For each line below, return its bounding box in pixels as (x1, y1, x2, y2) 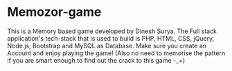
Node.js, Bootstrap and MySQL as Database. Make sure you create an (7, 41, 206, 50)
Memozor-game (7, 4, 102, 20)
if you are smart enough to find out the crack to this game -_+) (7, 56, 186, 64)
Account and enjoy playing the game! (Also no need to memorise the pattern (7, 49, 226, 57)
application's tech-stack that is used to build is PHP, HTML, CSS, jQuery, (7, 34, 215, 42)
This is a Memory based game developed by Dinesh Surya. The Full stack (7, 27, 217, 35)
